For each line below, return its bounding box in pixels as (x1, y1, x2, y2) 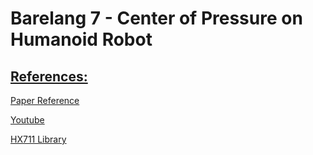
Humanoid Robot (10, 28, 153, 51)
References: (10, 68, 88, 85)
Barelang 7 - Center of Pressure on (10, 7, 303, 30)
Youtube (10, 114, 45, 126)
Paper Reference (10, 95, 80, 106)
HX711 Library (10, 133, 67, 145)
